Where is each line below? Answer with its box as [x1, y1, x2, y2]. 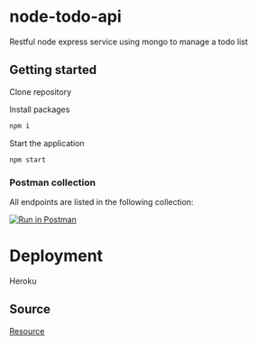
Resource [9, 325, 45, 336]
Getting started [9, 62, 97, 78]
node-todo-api [9, 6, 122, 27]
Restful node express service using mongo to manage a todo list [9, 36, 248, 47]
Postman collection [9, 176, 96, 189]
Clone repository [9, 86, 72, 97]
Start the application [9, 137, 85, 148]
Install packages [9, 104, 70, 115]
